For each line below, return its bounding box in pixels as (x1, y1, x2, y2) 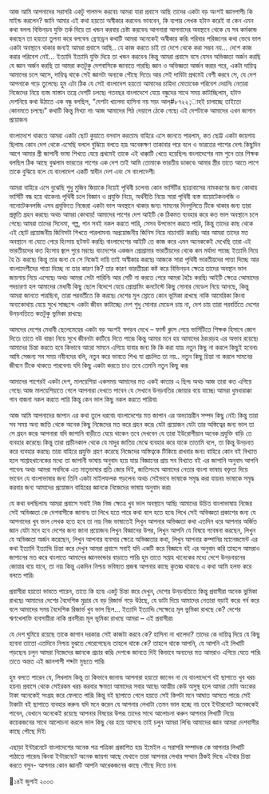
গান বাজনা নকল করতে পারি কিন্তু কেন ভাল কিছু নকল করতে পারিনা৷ (9, 395, 158, 404)
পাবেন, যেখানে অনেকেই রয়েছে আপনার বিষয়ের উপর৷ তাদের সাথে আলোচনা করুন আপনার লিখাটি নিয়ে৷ (9, 708, 235, 718)
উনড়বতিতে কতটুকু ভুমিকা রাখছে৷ (9, 309, 82, 318)
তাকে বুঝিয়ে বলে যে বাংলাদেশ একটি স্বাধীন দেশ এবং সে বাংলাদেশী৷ (9, 167, 155, 176)
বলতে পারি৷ (9, 571, 34, 580)
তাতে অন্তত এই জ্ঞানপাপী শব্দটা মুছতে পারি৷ (9, 656, 105, 666)
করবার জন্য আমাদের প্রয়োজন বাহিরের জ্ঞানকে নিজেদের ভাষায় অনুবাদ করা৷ (9, 483, 172, 492)
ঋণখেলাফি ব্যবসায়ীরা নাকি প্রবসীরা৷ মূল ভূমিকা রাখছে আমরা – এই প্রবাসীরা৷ (9, 613, 174, 623)
